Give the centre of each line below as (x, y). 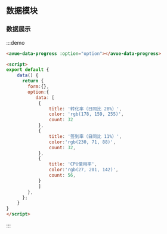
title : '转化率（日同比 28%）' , (85, 109)
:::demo (16, 42)
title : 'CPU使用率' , (73, 164)
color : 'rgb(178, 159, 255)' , (86, 114)
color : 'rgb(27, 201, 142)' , (83, 170)
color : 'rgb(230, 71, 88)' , (82, 142)
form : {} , (38, 87)
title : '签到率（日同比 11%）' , (85, 136)
